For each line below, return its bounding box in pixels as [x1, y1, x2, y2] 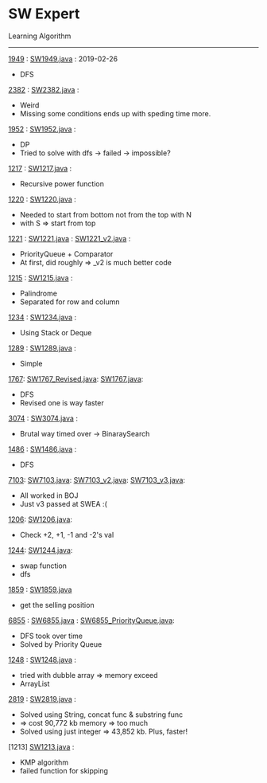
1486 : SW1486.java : [8, 444, 77, 454]
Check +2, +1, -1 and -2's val [19, 530, 114, 539]
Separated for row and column [19, 296, 120, 307]
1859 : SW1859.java [8, 585, 72, 594]
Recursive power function [19, 178, 105, 188]
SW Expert [8, 5, 80, 23]
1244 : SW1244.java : [8, 545, 73, 554]
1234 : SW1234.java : [8, 312, 77, 322]
